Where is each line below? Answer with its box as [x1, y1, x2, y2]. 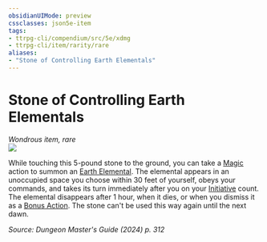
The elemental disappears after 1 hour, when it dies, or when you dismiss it [8, 192, 255, 201]
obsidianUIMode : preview [8, 11, 91, 20]
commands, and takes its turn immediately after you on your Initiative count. [8, 184, 259, 193]
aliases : [8, 49, 38, 57]
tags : [8, 26, 26, 34]
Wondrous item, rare [8, 134, 76, 144]
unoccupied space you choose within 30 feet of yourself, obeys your [8, 175, 236, 184]
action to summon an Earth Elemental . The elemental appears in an [8, 166, 230, 176]
